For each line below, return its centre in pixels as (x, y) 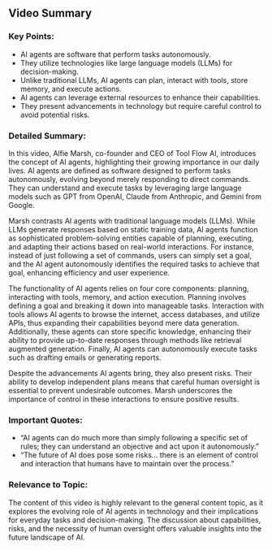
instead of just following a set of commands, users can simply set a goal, (130, 255)
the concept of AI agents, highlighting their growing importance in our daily (134, 162)
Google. (22, 205)
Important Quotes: (45, 420)
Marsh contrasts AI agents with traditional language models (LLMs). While (132, 221)
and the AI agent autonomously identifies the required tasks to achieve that (134, 264)
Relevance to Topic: (48, 485)
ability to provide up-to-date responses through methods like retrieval (125, 340)
